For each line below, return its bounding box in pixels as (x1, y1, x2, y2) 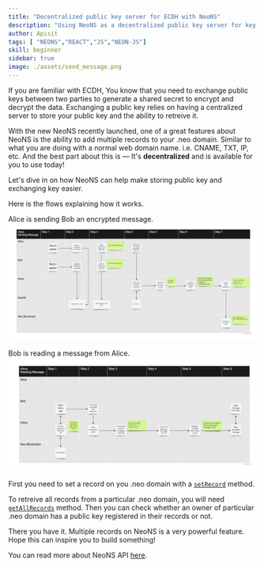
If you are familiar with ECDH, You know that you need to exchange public (8, 86, 249, 95)
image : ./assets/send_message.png (8, 63, 123, 71)
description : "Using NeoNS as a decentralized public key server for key (8, 21, 257, 29)
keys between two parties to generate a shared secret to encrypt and (8, 93, 234, 103)
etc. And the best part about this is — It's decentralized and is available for (8, 151, 253, 161)
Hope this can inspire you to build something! (8, 535, 156, 545)
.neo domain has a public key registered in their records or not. (8, 512, 213, 521)
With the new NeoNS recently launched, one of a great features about (8, 126, 236, 135)
